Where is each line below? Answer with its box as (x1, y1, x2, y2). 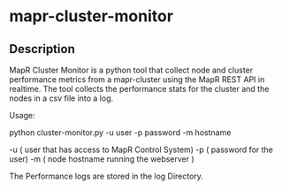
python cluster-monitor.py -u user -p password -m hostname (9, 127, 232, 138)
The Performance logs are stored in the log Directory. (9, 171, 203, 181)
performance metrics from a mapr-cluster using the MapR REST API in (9, 74, 265, 85)
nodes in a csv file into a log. (9, 93, 114, 103)
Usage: (9, 110, 35, 120)
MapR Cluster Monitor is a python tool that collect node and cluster (9, 65, 254, 75)
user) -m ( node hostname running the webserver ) (9, 154, 194, 164)
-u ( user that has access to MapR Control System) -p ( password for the (9, 144, 274, 155)
